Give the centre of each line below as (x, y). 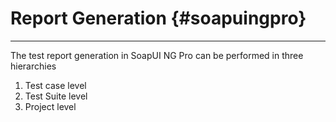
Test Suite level (56, 96)
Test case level (55, 85)
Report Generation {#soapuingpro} (158, 18)
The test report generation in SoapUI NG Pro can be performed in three (157, 55)
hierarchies (33, 66)
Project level (50, 106)
